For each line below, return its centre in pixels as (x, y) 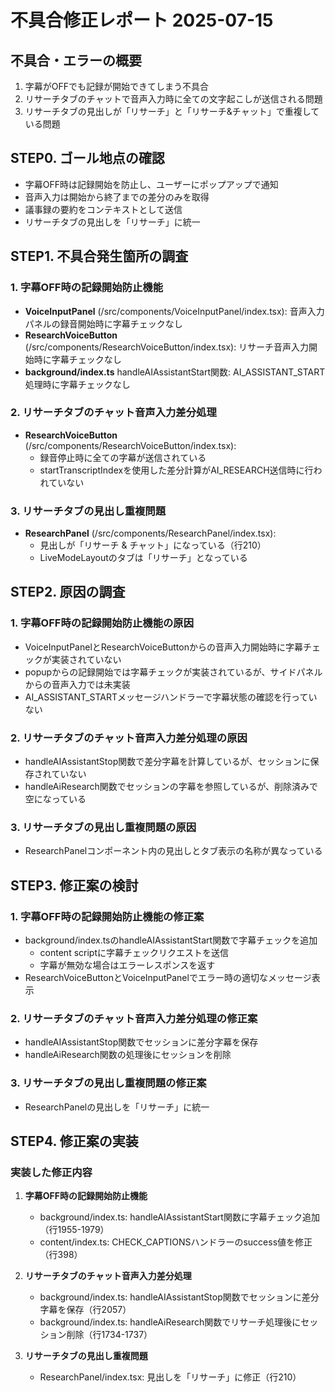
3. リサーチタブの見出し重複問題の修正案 (108, 1083)
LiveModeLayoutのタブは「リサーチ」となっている (143, 558)
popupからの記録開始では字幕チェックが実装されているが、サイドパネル (173, 672)
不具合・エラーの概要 (76, 60)
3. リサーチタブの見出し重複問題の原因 (103, 827)
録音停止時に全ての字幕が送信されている (123, 457)
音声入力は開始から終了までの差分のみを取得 (117, 197)
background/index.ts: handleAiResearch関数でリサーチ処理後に (170, 1322)
